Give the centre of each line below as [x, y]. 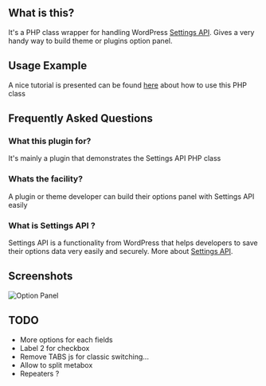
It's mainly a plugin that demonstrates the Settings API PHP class [115, 158]
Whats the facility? [46, 179]
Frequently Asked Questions [81, 119]
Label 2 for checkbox [55, 348]
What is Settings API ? [52, 225]
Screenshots [41, 277]
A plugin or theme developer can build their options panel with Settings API [131, 196]
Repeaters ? [39, 373]
